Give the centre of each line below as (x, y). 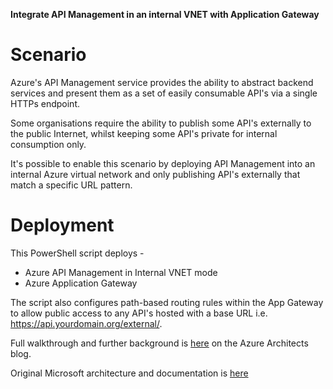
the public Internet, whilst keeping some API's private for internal (144, 133)
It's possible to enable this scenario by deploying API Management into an (163, 163)
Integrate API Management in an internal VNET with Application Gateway (165, 14)
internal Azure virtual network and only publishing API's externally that (155, 174)
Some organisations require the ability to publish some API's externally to (161, 123)
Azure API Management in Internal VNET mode (121, 272)
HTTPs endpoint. (45, 103)
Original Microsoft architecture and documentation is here (129, 373)
